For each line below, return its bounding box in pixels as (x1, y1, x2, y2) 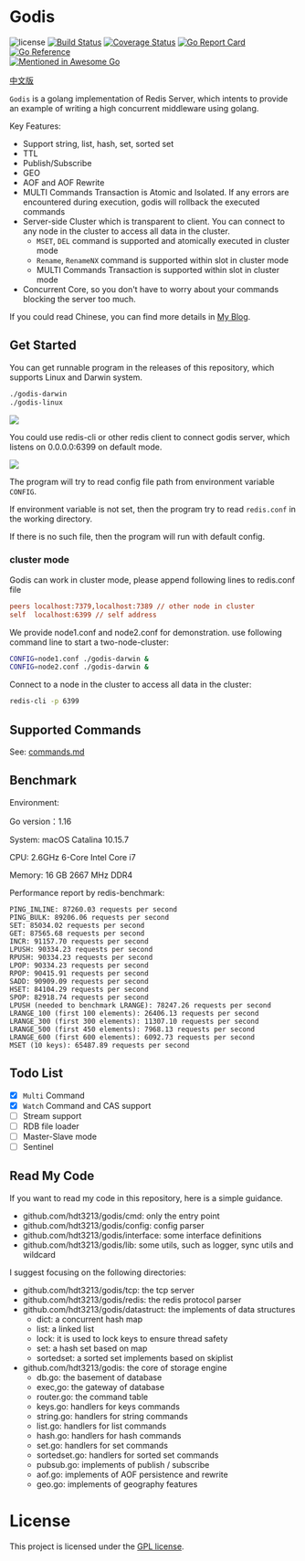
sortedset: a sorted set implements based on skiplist (36, 1352, 234, 1363)
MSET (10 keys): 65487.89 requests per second (9, 1040, 190, 1049)
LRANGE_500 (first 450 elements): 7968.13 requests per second (9, 1025, 256, 1034)
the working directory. (9, 513, 93, 524)
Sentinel (22, 1141, 54, 1152)
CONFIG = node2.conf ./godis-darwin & (9, 662, 149, 672)
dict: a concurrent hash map (36, 1313, 143, 1324)
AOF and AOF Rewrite (22, 176, 105, 188)
